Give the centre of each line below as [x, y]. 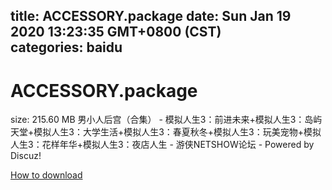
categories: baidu [66, 47]
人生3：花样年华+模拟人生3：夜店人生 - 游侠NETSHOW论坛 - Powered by [162, 145]
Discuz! [26, 156]
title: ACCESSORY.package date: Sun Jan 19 [151, 16]
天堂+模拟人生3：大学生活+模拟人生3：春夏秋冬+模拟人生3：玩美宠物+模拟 [166, 132]
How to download [46, 175]
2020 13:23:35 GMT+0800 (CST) [116, 32]
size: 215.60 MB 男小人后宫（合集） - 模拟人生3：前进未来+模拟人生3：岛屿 [166, 120]
